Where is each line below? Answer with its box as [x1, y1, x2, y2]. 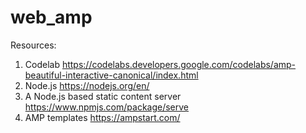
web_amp [10, 6, 93, 29]
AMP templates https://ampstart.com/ [24, 111, 181, 123]
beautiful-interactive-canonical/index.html [24, 69, 199, 81]
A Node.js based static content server [24, 90, 182, 102]
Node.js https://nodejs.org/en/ [24, 79, 150, 91]
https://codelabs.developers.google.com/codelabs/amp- [61, 58, 297, 70]
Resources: [10, 39, 57, 51]
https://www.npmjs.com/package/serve [24, 101, 190, 113]
